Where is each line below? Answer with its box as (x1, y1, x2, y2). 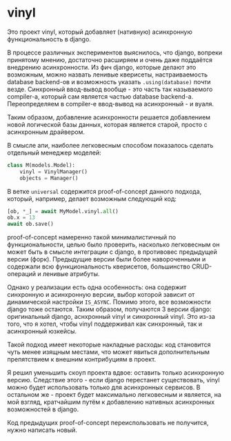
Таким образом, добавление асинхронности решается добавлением (7, 112, 211, 121)
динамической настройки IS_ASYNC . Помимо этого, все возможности (7, 298, 212, 306)
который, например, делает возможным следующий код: (7, 195, 177, 203)
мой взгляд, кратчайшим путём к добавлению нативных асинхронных (7, 398, 215, 406)
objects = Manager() (19, 175, 79, 182)
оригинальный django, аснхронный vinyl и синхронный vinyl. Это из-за (7, 313, 216, 321)
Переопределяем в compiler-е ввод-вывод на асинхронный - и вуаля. (7, 99, 214, 108)
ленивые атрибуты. (42, 270, 100, 278)
